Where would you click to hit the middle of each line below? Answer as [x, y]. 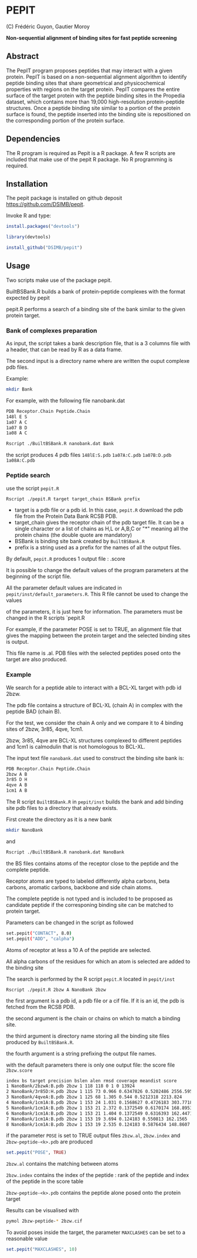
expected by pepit [28, 298]
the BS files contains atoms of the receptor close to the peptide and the [92, 863]
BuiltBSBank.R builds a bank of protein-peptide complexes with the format [96, 291]
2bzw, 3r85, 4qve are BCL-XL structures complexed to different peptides [94, 740]
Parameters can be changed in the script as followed [70, 922]
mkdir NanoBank [25, 830]
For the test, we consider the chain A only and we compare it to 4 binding [95, 722]
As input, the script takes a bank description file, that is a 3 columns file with [98, 344]
